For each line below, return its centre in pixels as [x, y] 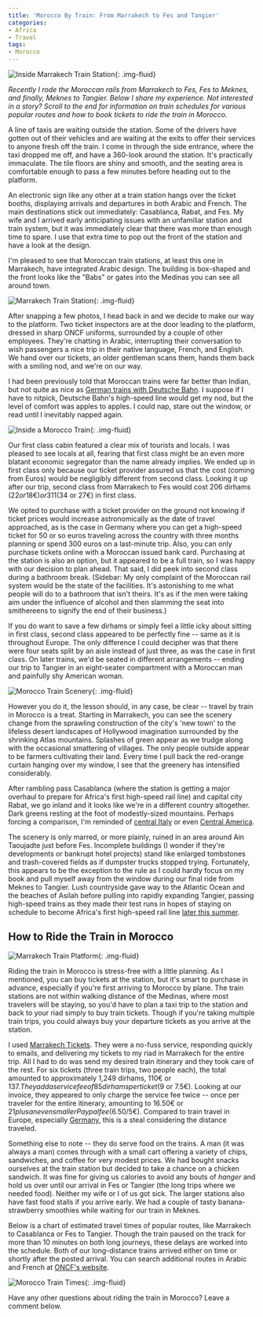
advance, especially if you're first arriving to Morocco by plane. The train [126, 988]
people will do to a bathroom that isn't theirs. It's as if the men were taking [128, 594]
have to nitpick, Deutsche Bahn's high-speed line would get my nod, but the [131, 398]
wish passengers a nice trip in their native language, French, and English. [126, 349]
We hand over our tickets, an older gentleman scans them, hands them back [131, 358]
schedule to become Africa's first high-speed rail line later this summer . [124, 912]
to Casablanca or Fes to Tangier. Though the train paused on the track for [127, 1234]
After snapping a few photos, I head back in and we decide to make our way [131, 316]
